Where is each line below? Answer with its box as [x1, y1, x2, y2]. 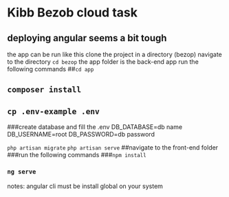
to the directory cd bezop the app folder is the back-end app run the [7, 58, 199, 66]
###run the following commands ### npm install [7, 151, 146, 159]
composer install [7, 84, 81, 95]
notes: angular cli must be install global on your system [7, 182, 164, 190]
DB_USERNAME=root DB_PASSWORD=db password [7, 130, 155, 139]
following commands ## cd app [7, 65, 94, 73]
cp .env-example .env [7, 106, 100, 116]
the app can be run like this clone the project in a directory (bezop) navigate [7, 50, 222, 58]
